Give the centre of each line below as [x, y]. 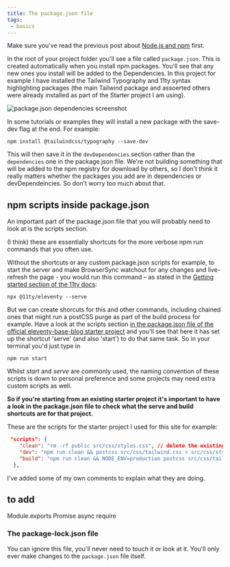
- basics [23, 26]
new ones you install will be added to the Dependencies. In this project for [112, 73]
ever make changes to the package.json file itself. [76, 556]
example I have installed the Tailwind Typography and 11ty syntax [99, 81]
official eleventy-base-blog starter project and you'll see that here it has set [114, 331]
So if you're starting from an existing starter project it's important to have [114, 399]
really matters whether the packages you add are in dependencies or [104, 176]
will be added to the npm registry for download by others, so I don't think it [112, 169]
